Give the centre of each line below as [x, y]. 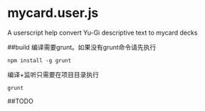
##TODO [20, 101]
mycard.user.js [53, 13]
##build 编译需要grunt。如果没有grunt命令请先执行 [82, 47]
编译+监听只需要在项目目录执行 [53, 74]
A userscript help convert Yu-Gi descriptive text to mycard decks [102, 33]
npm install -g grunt [40, 60]
